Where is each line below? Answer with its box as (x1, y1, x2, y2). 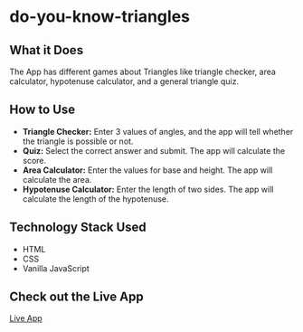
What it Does (9, 43, 84, 58)
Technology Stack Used (9, 220, 147, 235)
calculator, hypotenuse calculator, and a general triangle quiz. (9, 76, 240, 87)
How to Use (9, 102, 76, 118)
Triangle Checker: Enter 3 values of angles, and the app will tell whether (22, 126, 294, 137)
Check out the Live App (9, 289, 144, 305)
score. (22, 155, 47, 166)
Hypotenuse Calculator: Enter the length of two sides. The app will (22, 184, 274, 194)
